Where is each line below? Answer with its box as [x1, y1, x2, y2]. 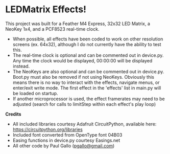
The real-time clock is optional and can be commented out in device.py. [12, 52, 164, 58]
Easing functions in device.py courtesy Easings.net [12, 137, 120, 143]
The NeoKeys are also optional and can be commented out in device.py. [12, 68, 164, 75]
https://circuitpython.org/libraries [12, 126, 83, 133]
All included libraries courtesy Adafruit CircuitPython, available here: [12, 121, 157, 127]
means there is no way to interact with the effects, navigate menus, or [12, 79, 160, 85]
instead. [12, 63, 30, 69]
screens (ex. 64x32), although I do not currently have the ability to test [12, 41, 162, 47]
